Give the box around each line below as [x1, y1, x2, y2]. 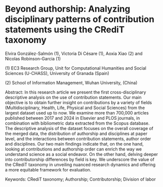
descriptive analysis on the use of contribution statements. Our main [5, 94, 142, 100]
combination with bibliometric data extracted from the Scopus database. [5, 120, 150, 126]
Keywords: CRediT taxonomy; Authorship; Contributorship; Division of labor [5, 176, 156, 182]
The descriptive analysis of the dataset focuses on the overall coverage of [5, 125, 154, 131]
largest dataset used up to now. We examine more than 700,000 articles [5, 110, 149, 115]
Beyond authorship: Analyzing [5, 3, 130, 15]
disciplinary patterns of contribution [5, 14, 154, 25]
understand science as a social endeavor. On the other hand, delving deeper [5, 151, 158, 157]
